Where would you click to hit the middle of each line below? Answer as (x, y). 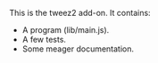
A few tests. (44, 39)
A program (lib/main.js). (66, 30)
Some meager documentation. (78, 49)
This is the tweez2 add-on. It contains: (80, 13)
